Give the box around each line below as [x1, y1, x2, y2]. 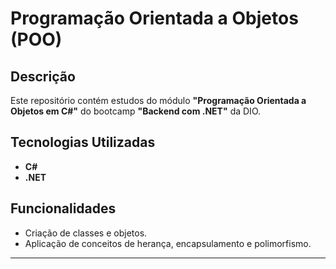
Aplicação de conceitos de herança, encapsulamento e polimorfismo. [24, 237, 312, 249]
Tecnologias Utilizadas [10, 134, 156, 151]
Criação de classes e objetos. [24, 227, 148, 239]
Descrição [10, 68, 76, 85]
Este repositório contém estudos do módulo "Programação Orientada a [10, 95, 307, 106]
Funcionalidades [10, 200, 117, 217]
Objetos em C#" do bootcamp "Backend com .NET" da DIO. [10, 105, 261, 117]
